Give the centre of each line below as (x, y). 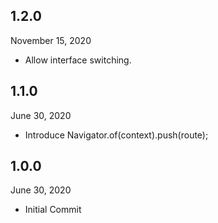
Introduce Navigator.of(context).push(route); (116, 135)
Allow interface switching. (78, 60)
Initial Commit (53, 210)
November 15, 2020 (51, 40)
